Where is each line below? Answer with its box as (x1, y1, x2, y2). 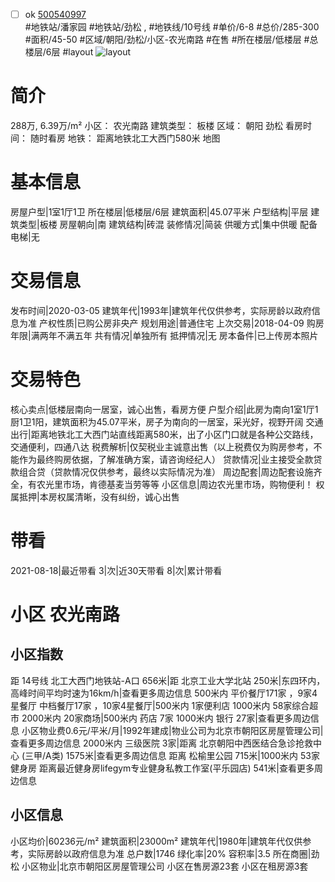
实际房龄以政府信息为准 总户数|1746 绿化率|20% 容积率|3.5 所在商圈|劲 (27, 847, 320, 859)
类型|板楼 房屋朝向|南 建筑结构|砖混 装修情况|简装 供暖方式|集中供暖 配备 (18, 218, 318, 230)
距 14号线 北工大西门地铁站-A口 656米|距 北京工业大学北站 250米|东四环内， (10, 674, 326, 686)
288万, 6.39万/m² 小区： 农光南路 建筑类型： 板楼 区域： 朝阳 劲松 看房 (10, 120, 304, 131)
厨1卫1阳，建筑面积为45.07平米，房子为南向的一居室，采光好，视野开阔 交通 (10, 415, 324, 428)
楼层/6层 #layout (24, 46, 94, 58)
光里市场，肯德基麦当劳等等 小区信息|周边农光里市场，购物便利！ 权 (44, 478, 325, 490)
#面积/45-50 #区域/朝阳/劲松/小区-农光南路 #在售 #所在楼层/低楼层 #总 (24, 34, 319, 46)
